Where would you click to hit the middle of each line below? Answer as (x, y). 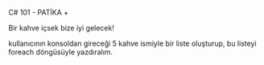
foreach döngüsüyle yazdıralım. (61, 52)
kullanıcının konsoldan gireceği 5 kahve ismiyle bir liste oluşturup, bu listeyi (132, 43)
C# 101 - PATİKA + (39, 12)
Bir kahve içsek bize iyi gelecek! (61, 28)
